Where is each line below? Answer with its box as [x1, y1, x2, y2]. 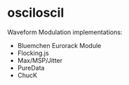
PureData [17, 63, 45, 72]
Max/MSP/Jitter [17, 56, 63, 64]
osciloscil [7, 5, 64, 21]
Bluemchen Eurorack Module [17, 41, 102, 49]
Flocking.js [17, 49, 49, 57]
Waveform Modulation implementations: [7, 28, 123, 36]
